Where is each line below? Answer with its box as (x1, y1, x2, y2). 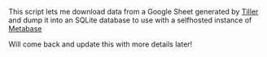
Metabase (8, 24, 42, 33)
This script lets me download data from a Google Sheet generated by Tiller (8, 7, 259, 16)
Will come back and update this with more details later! (8, 39, 193, 49)
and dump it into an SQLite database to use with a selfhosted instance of (8, 15, 252, 25)
